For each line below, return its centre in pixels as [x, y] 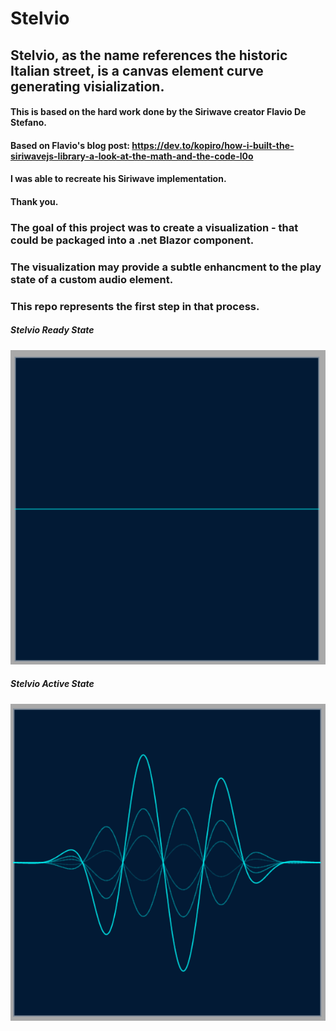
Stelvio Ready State [52, 330]
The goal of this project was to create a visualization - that [154, 227]
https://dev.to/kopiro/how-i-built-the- [213, 145]
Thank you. [34, 201]
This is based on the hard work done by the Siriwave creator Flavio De [158, 112]
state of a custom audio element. [92, 279]
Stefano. [28, 123]
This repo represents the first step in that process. [135, 306]
